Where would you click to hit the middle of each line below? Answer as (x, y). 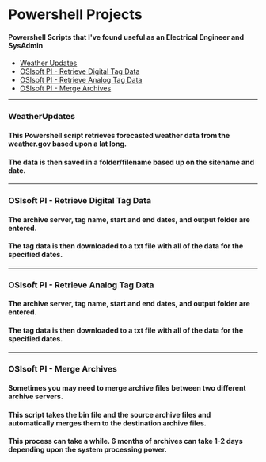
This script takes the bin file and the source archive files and (110, 414)
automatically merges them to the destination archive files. (108, 423)
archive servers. (36, 397)
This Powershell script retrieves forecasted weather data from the (119, 135)
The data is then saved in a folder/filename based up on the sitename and (131, 162)
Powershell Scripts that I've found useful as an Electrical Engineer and (126, 37)
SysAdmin (26, 45)
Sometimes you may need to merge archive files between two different (127, 388)
